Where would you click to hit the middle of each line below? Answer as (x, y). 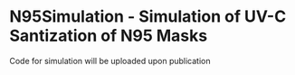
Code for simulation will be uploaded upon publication (110, 61)
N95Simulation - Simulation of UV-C (148, 17)
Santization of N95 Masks (109, 36)
